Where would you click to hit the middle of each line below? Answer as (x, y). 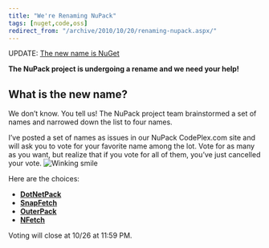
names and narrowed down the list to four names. (90, 122)
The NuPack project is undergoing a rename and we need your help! (124, 69)
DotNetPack (41, 194)
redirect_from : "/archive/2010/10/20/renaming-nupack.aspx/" (113, 30)
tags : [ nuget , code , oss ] (48, 23)
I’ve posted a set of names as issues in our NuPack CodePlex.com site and (132, 138)
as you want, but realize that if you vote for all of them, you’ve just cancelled (134, 155)
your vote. (25, 163)
